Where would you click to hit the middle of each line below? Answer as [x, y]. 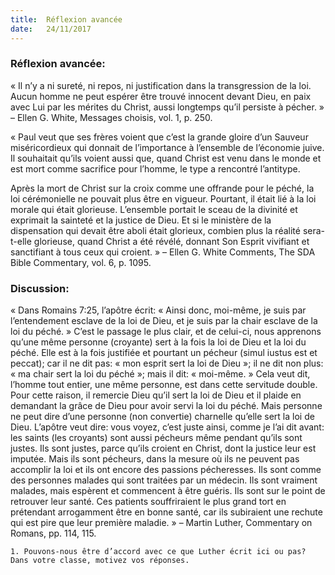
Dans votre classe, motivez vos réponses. [100, 561]
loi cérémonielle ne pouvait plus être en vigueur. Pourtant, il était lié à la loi [163, 198]
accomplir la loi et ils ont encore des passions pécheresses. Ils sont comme [166, 470]
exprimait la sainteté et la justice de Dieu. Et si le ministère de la [141, 220]
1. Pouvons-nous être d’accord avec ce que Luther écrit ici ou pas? [158, 552]
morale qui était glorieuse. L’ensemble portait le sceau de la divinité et [154, 209]
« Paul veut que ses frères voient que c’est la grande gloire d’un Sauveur [159, 137]
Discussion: [40, 288]
